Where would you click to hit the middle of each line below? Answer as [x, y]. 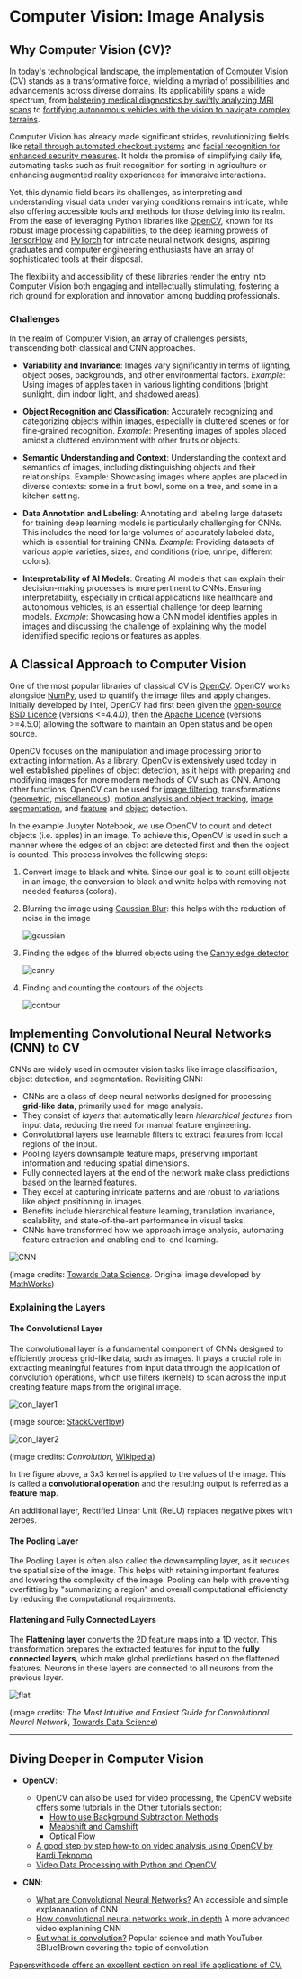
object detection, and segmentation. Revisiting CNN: [107, 1079]
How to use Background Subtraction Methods [133, 1817]
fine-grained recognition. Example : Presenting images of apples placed [154, 431]
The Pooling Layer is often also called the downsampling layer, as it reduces [150, 1561]
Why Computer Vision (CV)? [91, 50]
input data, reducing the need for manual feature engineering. [137, 1124]
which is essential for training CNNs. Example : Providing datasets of [148, 542]
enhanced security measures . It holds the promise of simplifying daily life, [146, 156]
